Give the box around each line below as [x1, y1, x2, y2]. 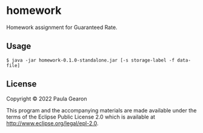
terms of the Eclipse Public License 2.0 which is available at [6, 113, 156, 120]
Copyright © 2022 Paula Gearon [6, 95, 87, 102]
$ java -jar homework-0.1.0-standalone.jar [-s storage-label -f [6, 57, 175, 63]
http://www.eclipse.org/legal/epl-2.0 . [6, 119, 99, 127]
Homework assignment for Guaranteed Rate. [6, 24, 118, 31]
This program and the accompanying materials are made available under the [6, 106, 197, 114]
